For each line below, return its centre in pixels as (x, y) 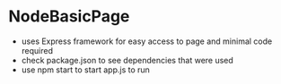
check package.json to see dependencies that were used (127, 60)
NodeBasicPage (69, 17)
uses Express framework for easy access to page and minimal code (147, 41)
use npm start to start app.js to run (85, 70)
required (37, 50)
